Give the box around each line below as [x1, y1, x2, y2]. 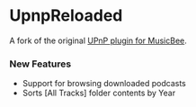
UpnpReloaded [9, 5, 123, 26]
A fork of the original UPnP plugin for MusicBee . [9, 35, 187, 46]
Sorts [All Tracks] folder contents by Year [22, 87, 176, 99]
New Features [9, 58, 72, 70]
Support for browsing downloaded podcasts [22, 78, 186, 89]
